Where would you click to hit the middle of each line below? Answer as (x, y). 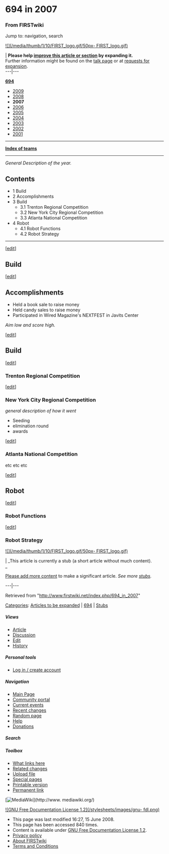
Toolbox (14, 751)
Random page (27, 715)
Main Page (24, 694)
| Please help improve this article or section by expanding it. (69, 55)
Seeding (21, 421)
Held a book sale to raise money (46, 304)
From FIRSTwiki (25, 25)
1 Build (19, 191)
